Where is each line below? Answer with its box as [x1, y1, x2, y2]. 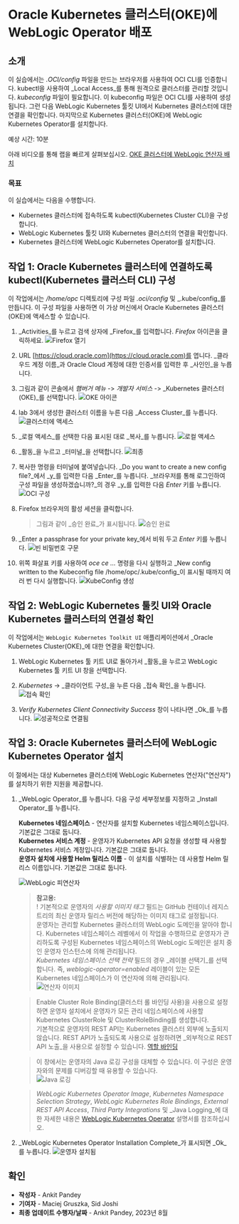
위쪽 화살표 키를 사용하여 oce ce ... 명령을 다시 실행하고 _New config [18, 559, 211, 567]
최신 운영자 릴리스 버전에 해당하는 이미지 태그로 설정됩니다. [55, 911, 219, 920]
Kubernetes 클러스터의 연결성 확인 [8, 613, 154, 625]
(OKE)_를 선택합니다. [18, 393, 78, 402]
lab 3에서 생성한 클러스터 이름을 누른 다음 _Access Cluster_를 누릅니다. [18, 408, 218, 417]
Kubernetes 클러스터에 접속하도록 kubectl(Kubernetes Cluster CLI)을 [18, 211, 216, 219]
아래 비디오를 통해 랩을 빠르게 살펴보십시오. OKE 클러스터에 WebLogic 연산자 [8, 150, 223, 158]
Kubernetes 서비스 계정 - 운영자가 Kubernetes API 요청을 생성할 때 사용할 [18, 836, 227, 845]
